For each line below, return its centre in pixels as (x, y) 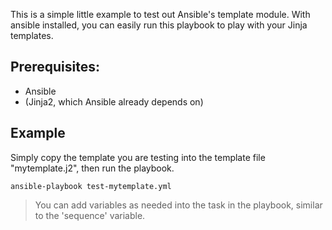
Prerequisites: (55, 67)
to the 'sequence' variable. (90, 215)
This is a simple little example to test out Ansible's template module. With (160, 14)
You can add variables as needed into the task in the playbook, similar (178, 205)
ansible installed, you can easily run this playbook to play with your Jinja (159, 25)
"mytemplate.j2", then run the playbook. (92, 168)
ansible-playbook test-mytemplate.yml (91, 186)
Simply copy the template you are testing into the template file (138, 157)
